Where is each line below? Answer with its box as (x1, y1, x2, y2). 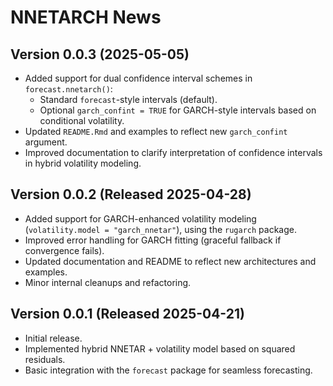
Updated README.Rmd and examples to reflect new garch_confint (24, 126, 288, 137)
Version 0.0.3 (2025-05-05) (10, 46, 190, 63)
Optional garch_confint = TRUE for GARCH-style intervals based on (39, 104, 317, 116)
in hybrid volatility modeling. (24, 157, 142, 169)
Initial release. (24, 332, 83, 344)
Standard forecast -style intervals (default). (39, 94, 218, 105)
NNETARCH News (10, 6, 162, 29)
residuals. (24, 353, 66, 365)
